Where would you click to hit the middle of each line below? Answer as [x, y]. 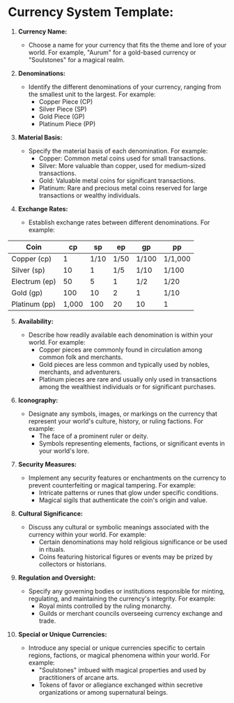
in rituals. [52, 549]
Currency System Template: [91, 12]
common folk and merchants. [81, 357]
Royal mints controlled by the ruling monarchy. [106, 606]
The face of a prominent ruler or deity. [94, 436]
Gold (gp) [27, 292]
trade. [47, 621]
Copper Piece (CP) [66, 101]
